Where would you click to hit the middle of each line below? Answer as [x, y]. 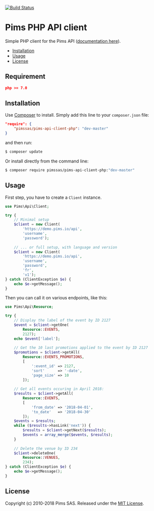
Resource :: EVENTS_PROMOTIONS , [53, 357]
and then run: [19, 143]
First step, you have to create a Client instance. [53, 197]
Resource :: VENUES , [41, 458]
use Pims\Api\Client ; [27, 206]
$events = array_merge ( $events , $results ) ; [68, 435]
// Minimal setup [32, 220]
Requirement [25, 77]
